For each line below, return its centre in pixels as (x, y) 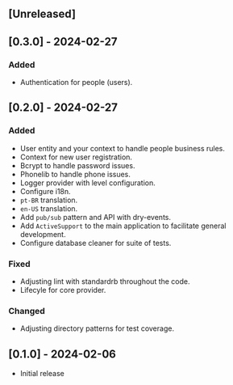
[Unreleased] (42, 14)
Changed (27, 311)
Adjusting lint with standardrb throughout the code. (105, 281)
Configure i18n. (45, 191)
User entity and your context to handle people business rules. (123, 148)
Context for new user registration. (76, 157)
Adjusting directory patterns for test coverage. (97, 328)
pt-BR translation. (49, 200)
